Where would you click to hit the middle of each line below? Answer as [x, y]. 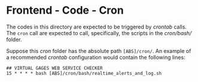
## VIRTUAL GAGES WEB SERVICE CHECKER [54, 68]
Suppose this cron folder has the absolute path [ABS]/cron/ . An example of [99, 51]
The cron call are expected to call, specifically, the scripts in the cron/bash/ [99, 33]
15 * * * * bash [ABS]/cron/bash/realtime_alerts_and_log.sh [84, 73]
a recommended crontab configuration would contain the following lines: [96, 57]
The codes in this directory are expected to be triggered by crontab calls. [97, 27]
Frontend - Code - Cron [65, 10]
